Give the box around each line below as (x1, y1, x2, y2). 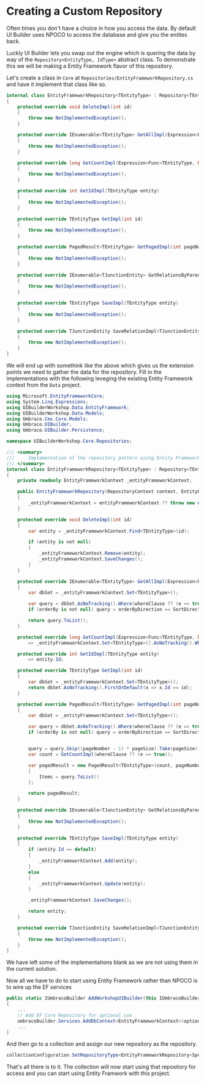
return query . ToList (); (28, 618, 88, 624)
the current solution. (6, 965, 57, 973)
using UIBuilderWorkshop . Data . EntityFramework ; (6, 404, 130, 410)
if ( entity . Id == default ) (28, 847, 97, 853)
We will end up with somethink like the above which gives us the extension (6, 362, 194, 369)
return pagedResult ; (28, 791, 81, 797)
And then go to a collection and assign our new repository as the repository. (6, 1040, 197, 1048)
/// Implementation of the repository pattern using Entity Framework (6, 455, 201, 461)
